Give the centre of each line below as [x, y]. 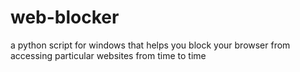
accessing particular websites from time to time [108, 55]
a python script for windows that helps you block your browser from [150, 45]
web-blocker [65, 17]
